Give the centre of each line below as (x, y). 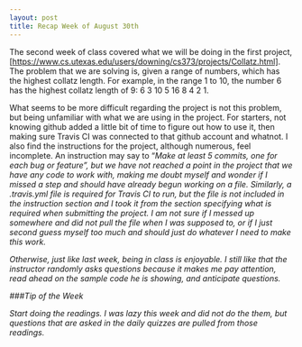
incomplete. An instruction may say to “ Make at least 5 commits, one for (143, 155)
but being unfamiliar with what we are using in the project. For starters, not (148, 117)
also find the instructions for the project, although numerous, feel (130, 146)
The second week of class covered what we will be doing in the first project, (151, 51)
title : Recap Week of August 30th (74, 26)
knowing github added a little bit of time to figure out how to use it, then (142, 126)
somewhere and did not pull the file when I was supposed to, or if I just (141, 223)
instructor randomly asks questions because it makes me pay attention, (143, 269)
